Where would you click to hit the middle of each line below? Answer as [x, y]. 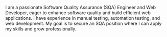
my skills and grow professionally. [41, 29]
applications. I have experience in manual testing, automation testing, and [83, 18]
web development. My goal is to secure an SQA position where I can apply [83, 23]
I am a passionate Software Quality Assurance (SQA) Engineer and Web [81, 7]
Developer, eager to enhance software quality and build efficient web [78, 13]
